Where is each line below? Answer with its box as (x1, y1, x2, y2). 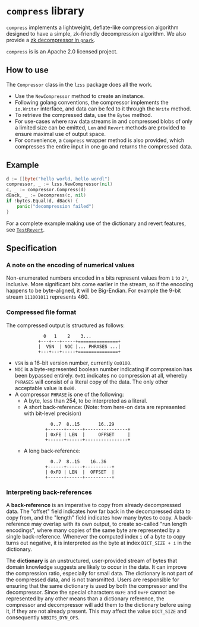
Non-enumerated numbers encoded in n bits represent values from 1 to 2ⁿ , (6, 274, 189, 281)
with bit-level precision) (23, 410, 82, 417)
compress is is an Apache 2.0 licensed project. (6, 47, 118, 55)
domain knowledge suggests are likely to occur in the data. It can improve (6, 563, 187, 571)
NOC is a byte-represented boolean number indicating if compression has (14, 365, 192, 372)
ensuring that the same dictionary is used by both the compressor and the (6, 582, 188, 589)
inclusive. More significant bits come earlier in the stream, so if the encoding (6, 281, 194, 288)
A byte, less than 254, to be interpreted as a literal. (23, 397, 147, 404)
